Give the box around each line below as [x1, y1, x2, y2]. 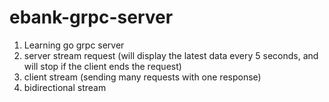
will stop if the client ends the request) [23, 60, 182, 72]
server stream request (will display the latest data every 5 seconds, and [23, 49, 319, 61]
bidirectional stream [23, 81, 107, 93]
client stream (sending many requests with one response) [23, 71, 262, 83]
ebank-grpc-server [9, 6, 174, 29]
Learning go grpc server [23, 39, 125, 51]
